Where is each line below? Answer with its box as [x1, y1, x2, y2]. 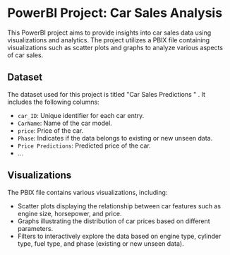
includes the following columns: [7, 97, 100, 106]
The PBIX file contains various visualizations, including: [7, 188, 168, 196]
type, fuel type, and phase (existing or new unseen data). [17, 239, 185, 248]
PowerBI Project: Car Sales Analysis [7, 5, 223, 21]
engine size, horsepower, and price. [17, 209, 122, 218]
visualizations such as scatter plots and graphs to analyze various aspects [7, 43, 224, 52]
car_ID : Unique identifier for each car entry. [17, 111, 145, 119]
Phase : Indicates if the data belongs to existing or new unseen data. [17, 134, 213, 142]
